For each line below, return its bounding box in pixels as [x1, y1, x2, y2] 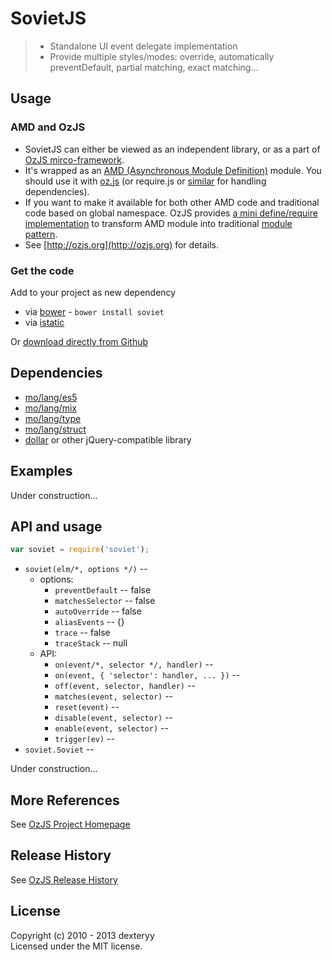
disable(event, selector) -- [54, 712, 174, 724]
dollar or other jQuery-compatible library [24, 433, 192, 446]
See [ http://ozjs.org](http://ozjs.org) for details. [24, 238, 220, 251]
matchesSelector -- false [54, 595, 156, 607]
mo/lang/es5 [24, 391, 78, 403]
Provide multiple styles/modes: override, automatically [49, 50, 275, 62]
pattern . [24, 228, 58, 240]
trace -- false [54, 627, 111, 639]
